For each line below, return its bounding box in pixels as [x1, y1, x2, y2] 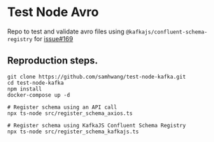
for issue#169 [34, 34, 73, 42]
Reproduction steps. [7, 55, 98, 67]
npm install [7, 85, 42, 93]
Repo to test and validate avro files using [7, 27, 124, 35]
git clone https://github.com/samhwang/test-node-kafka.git [7, 73, 187, 80]
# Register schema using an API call [7, 104, 117, 111]
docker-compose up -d [7, 91, 71, 98]
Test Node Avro [7, 4, 99, 20]
